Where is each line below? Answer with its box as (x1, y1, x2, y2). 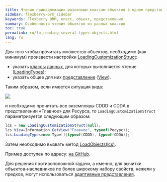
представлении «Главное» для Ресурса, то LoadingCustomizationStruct (5, 108, 156, 114)
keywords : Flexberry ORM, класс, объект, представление (5, 16, 123, 21)
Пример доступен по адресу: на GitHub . (5, 151, 90, 157)
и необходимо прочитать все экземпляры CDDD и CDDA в (5, 102, 130, 108)
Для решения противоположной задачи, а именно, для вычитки (5, 160, 142, 167)
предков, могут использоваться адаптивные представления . (5, 171, 135, 177)
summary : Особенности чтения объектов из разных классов (5, 21, 126, 26)
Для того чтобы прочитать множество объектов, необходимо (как (5, 48, 147, 55)
